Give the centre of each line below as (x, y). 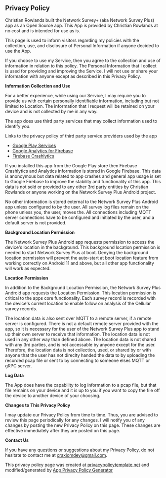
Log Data (15, 375)
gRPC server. (19, 366)
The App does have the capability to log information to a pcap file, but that (81, 385)
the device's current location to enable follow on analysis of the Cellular (78, 303)
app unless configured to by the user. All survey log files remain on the (77, 207)
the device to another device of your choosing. (53, 395)
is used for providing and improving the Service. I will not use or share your (82, 71)
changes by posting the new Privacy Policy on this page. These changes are (83, 425)
